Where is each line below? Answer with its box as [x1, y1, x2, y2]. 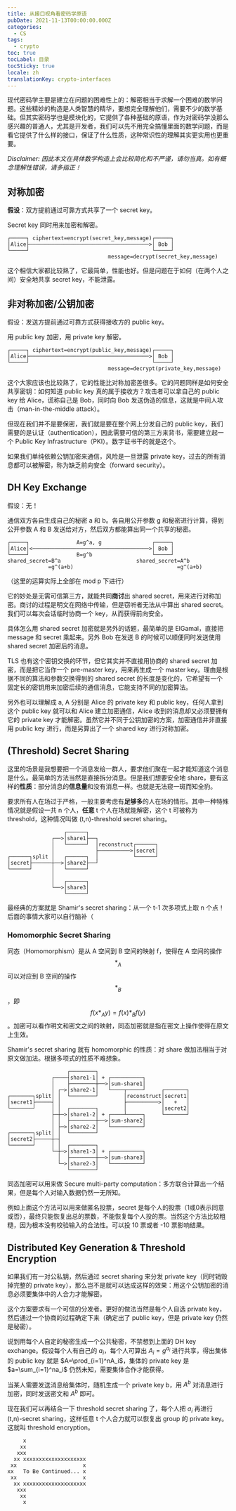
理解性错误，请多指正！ [13, 163, 81, 172]
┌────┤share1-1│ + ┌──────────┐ [51, 1074, 146, 1082]
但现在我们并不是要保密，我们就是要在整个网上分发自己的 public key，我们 [7, 419, 223, 428]
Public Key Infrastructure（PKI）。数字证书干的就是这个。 [15, 437, 181, 445]
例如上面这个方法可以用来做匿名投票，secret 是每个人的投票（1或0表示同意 [7, 1203, 225, 1212]
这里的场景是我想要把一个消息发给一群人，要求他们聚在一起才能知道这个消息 [7, 764, 229, 773]
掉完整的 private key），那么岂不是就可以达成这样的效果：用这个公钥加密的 [7, 1281, 223, 1290]
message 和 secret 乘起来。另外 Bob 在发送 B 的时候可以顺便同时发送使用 [7, 633, 221, 641]
